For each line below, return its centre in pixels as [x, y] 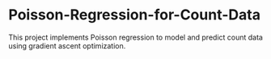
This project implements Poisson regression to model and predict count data [135, 37]
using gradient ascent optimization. [67, 45]
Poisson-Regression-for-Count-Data [135, 15]
